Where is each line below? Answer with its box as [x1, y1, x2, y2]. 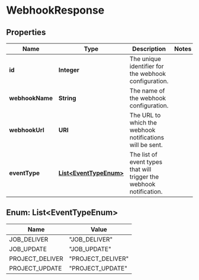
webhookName [9, 94, 53, 102]
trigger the [129, 173, 159, 181]
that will [129, 166, 152, 173]
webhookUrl [9, 126, 44, 134]
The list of [129, 151, 158, 158]
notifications [129, 133, 165, 141]
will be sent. [129, 141, 163, 149]
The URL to [129, 111, 161, 119]
